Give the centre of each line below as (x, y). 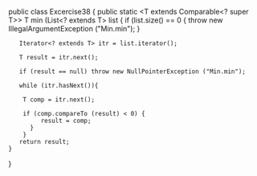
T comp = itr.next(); (59, 100)
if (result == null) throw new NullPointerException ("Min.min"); (133, 72)
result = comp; (66, 121)
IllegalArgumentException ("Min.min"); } (74, 29)
